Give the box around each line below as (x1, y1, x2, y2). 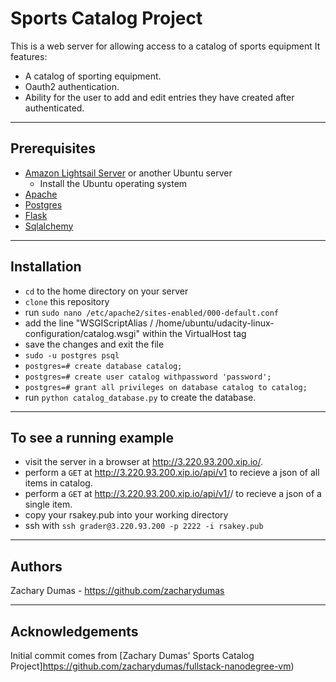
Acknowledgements (10, 623, 139, 640)
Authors (10, 558, 63, 575)
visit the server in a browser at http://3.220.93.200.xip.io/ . (24, 456, 263, 468)
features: (10, 50, 48, 62)
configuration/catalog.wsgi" (24, 327, 140, 339)
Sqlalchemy (24, 220, 74, 232)
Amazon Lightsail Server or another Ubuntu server (24, 167, 233, 179)
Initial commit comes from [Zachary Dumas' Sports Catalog (10, 650, 255, 661)
